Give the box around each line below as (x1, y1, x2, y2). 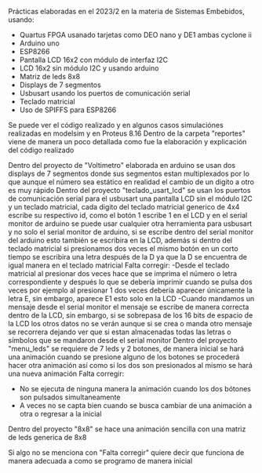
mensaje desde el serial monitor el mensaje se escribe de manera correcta (8, 302, 249, 311)
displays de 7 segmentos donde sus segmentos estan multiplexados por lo (8, 169, 249, 178)
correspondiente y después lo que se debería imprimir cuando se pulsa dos (8, 278, 253, 286)
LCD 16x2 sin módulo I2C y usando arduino (19, 64, 159, 73)
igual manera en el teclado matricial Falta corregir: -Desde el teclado (8, 260, 230, 270)
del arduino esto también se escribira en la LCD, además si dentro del (8, 235, 233, 245)
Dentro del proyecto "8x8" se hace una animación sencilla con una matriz (8, 424, 246, 434)
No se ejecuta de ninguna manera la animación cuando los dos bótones (19, 384, 251, 393)
